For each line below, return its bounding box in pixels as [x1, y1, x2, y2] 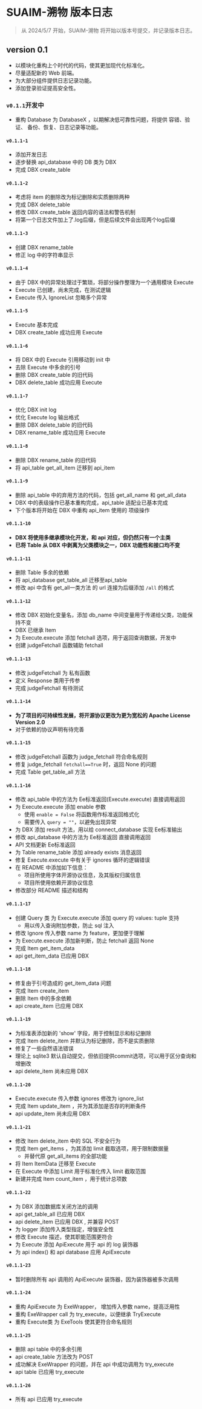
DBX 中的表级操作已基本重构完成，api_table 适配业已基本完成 [15, 499, 168, 506]
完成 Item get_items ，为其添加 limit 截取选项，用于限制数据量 [15, 1145, 169, 1152]
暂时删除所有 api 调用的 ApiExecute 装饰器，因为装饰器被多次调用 [15, 1276, 179, 1283]
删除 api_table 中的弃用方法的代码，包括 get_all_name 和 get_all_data [15, 491, 186, 498]
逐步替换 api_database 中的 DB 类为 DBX [15, 158, 117, 166]
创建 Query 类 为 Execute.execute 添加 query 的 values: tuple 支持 [15, 914, 180, 921]
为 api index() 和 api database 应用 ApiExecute [15, 1248, 131, 1255]
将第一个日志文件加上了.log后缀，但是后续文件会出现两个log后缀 [15, 216, 175, 223]
